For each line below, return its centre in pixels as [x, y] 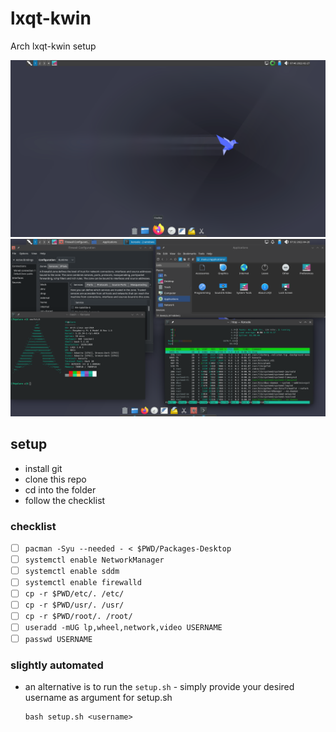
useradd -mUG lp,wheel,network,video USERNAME [123, 628]
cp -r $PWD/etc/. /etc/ [74, 594]
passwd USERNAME [58, 639]
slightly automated [57, 665]
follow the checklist [65, 500]
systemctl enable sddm [72, 572]
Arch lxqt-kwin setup [53, 46]
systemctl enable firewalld [83, 583]
